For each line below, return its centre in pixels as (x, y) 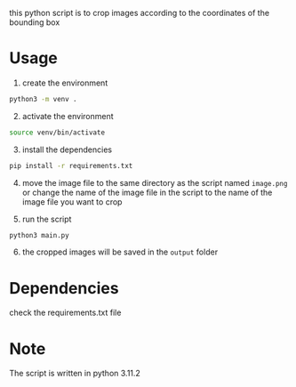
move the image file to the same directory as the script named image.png (155, 182)
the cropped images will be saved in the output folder (120, 252)
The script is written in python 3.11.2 (75, 374)
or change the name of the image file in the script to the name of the (147, 192)
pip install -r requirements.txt (71, 165)
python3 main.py (39, 235)
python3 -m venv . (43, 99)
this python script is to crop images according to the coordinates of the (139, 13)
